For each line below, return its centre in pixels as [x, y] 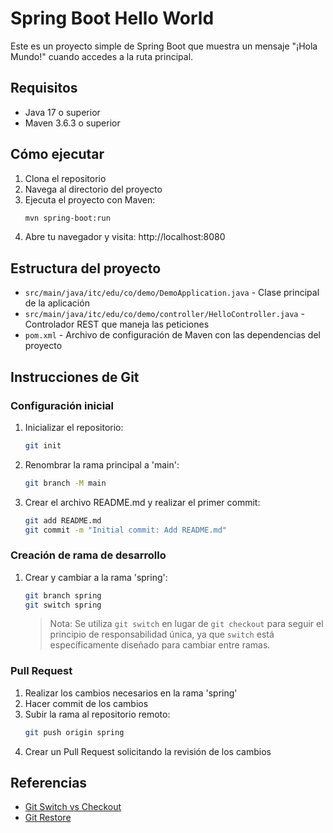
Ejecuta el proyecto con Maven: [90, 199]
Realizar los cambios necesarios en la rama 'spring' [131, 693]
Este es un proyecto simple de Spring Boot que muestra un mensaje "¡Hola [164, 46]
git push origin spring [74, 732]
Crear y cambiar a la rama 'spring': [96, 577]
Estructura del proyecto [86, 268]
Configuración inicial [62, 405]
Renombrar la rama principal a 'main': [102, 464]
